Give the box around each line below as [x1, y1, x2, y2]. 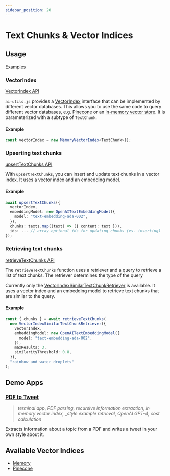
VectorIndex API [5, 88, 39, 94]
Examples [5, 64, 26, 70]
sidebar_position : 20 [5, 7, 52, 13]
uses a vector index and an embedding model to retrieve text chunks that [5, 288, 159, 294]
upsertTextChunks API [5, 161, 53, 167]
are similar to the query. [5, 293, 55, 299]
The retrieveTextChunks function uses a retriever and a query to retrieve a [5, 267, 162, 273]
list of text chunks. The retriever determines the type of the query [5, 272, 143, 279]
